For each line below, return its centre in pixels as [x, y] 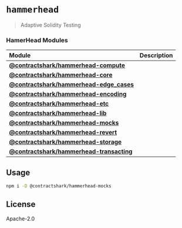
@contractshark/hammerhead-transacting [71, 151]
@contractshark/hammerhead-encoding [68, 94]
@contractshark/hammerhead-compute [67, 65]
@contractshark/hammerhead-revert [63, 133]
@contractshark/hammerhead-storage [65, 142]
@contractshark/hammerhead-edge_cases [71, 85]
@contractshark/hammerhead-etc [59, 104]
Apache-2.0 [21, 219]
